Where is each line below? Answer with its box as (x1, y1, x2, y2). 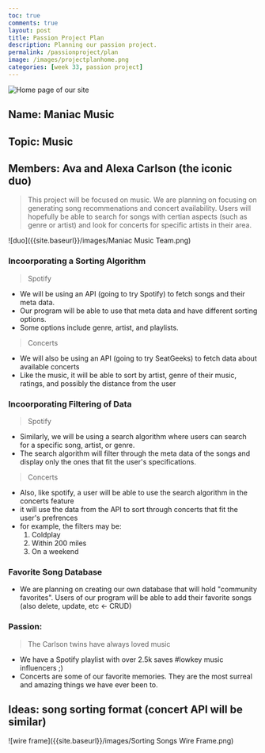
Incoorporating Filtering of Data (8, 398, 132, 409)
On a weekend (31, 546, 79, 556)
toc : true (8, 11, 41, 20)
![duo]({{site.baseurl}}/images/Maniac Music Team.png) (8, 235, 191, 246)
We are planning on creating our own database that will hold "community (19, 584, 258, 594)
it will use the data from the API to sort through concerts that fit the (19, 504, 239, 514)
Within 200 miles (31, 538, 87, 548)
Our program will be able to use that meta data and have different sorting (19, 306, 258, 315)
